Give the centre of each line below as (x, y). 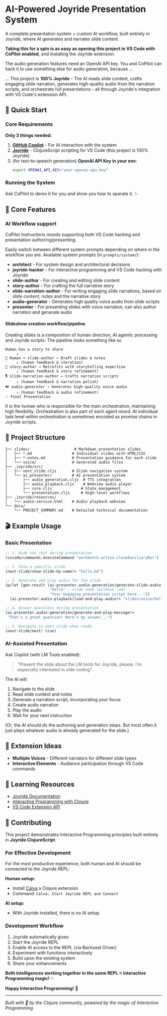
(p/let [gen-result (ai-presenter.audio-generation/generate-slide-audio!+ (85, 585)
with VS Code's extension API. (36, 94)
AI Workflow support (31, 224)
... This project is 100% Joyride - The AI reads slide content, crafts (74, 78)
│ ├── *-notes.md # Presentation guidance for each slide (81, 458)
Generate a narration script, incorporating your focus (66, 699)
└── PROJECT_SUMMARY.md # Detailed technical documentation (81, 510)
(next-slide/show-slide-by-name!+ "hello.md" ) (54, 571)
